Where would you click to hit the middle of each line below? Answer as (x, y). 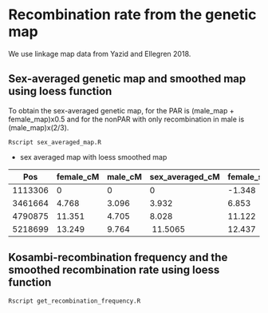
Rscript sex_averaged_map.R (55, 142)
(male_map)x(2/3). (39, 127)
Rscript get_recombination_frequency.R (75, 301)
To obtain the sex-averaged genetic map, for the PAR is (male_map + (121, 110)
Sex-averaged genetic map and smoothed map (127, 79)
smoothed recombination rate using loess (114, 270)
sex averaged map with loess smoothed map (93, 156)
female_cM (78, 176)
